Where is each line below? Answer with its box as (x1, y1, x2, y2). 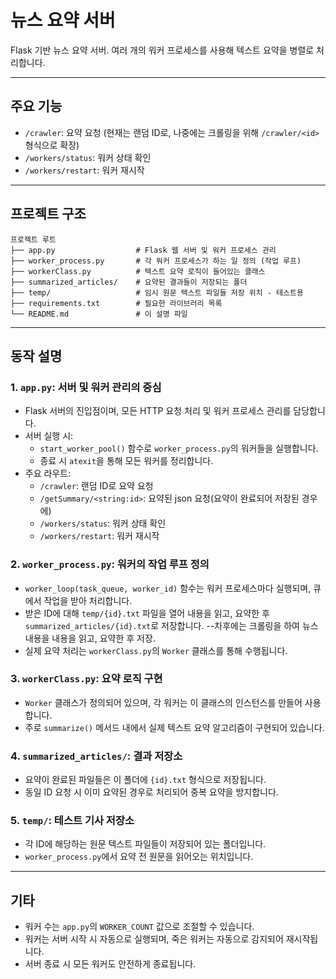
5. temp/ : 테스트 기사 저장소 (10, 814, 135, 828)
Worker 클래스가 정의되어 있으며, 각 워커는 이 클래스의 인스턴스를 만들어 (24, 696, 303, 708)
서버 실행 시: (24, 430, 74, 442)
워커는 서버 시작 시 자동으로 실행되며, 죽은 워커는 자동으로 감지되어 (24, 933, 284, 945)
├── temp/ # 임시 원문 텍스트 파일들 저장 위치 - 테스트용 (10, 287, 304, 298)
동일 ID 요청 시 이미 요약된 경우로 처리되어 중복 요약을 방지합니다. (24, 786, 279, 798)
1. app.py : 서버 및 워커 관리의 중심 (10, 380, 162, 394)
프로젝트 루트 (10, 234, 57, 245)
